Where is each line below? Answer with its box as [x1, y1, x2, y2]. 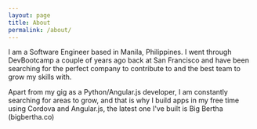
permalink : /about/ [8, 26, 72, 34]
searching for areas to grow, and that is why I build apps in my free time [8, 95, 240, 106]
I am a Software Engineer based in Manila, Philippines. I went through [8, 48, 232, 57]
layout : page [8, 11, 51, 20]
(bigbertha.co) [8, 113, 55, 122]
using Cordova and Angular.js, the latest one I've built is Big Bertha [8, 104, 223, 113]
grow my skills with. [8, 72, 72, 82]
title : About [8, 19, 51, 27]
